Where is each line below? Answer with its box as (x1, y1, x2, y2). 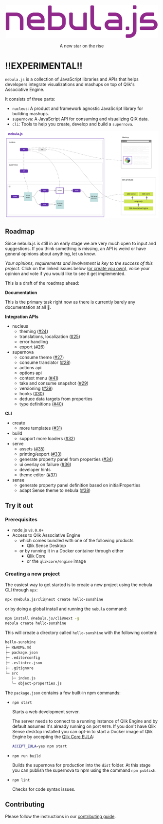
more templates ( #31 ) (19, 425, 62, 431)
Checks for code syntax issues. (12, 786, 75, 792)
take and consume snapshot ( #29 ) (19, 380, 89, 386)
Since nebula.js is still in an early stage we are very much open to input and (5, 240, 156, 246)
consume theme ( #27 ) (19, 354, 64, 360)
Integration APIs (5, 314, 39, 319)
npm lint (12, 778, 30, 783)
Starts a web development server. (12, 709, 80, 715)
